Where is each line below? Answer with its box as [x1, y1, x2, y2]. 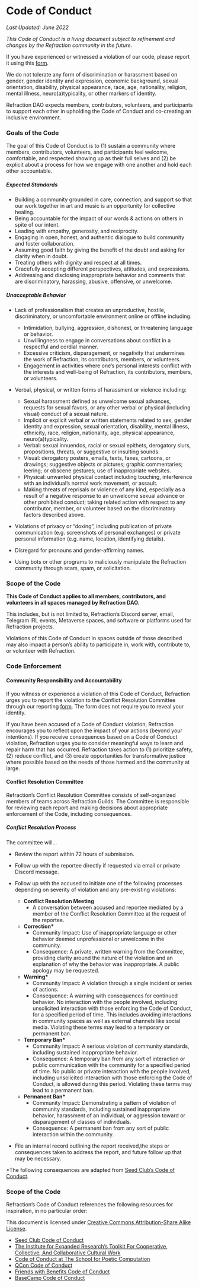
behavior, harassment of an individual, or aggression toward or [32, 1111, 185, 1119]
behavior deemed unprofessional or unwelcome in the [32, 935, 165, 942]
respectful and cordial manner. [23, 343, 99, 351]
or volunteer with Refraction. [6, 647, 76, 654]
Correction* [23, 923, 54, 930]
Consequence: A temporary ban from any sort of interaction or [32, 1055, 185, 1062]
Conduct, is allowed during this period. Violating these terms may [32, 1080, 192, 1087]
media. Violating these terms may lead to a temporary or [32, 1024, 170, 1031]
